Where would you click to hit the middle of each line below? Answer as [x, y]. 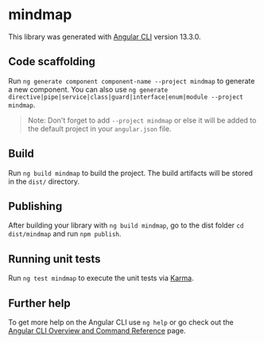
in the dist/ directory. [44, 181]
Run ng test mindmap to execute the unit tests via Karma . [101, 278]
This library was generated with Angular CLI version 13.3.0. [105, 37]
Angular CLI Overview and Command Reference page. [97, 331]
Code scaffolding [52, 62]
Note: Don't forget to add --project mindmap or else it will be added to [142, 120]
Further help [40, 303]
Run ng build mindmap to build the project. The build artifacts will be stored [130, 173]
